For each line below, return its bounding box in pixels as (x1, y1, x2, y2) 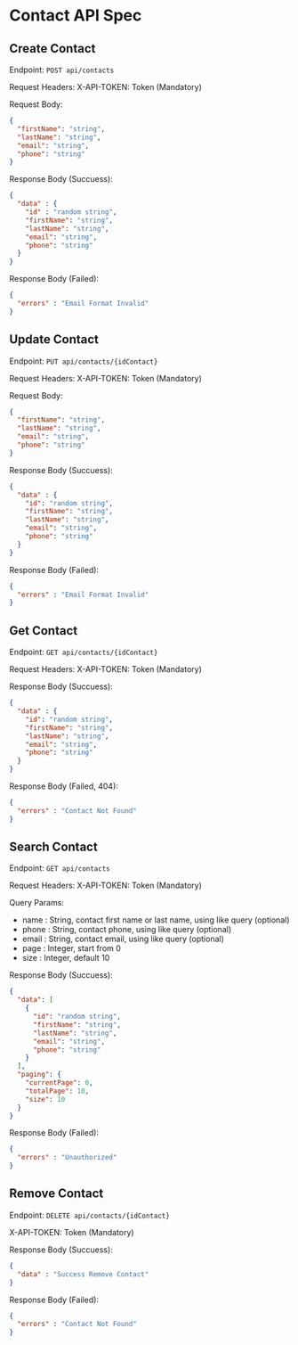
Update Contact (9, 332, 100, 348)
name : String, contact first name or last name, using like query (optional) (21, 914, 291, 925)
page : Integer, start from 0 (21, 943, 122, 954)
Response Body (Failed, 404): (9, 781, 118, 791)
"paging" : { (17, 1070, 62, 1079)
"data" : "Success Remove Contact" (17, 1269, 149, 1279)
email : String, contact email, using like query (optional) (21, 933, 225, 945)
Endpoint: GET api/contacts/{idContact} (9, 647, 158, 658)
